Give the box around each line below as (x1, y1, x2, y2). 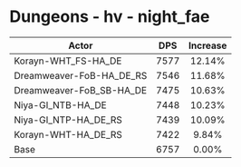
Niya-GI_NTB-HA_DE (14, 98, 107, 111)
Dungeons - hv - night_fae (9, 6, 210, 27)
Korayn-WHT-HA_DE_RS (14, 128, 122, 141)
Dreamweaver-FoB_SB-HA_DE (14, 83, 148, 96)
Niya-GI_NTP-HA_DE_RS (14, 113, 122, 126)
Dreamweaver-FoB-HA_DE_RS (14, 69, 148, 82)
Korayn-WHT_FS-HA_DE (14, 54, 122, 67)
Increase (188, 39, 227, 52)
